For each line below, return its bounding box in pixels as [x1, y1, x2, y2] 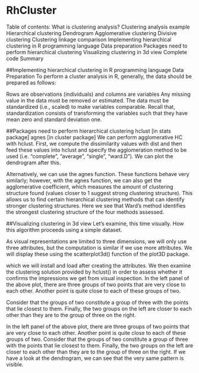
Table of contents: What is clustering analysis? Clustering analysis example [6, 23, 190, 30]
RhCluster [6, 4, 57, 17]
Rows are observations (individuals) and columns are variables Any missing [6, 90, 191, 98]
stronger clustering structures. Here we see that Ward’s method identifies [6, 202, 186, 209]
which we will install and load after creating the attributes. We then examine [6, 262, 191, 269]
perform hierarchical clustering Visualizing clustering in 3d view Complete [6, 48, 187, 55]
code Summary [6, 55, 44, 62]
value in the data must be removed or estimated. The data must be [6, 96, 169, 104]
